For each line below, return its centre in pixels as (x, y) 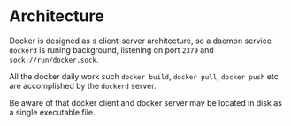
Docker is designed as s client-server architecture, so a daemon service (141, 41)
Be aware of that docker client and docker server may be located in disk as (146, 102)
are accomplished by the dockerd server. (83, 85)
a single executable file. (52, 112)
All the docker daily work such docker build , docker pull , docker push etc (144, 76)
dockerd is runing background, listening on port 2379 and (111, 49)
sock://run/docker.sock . (54, 59)
